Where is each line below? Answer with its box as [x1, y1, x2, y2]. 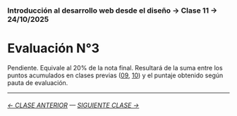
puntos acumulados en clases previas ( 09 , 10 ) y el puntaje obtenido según [7, 71, 224, 79]
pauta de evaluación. [7, 78, 68, 86]
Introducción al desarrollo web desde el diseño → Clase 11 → [7, 6, 218, 15]
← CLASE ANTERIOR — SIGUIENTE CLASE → [7, 101, 140, 110]
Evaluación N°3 [7, 41, 100, 56]
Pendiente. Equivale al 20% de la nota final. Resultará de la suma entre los [7, 63, 224, 72]
